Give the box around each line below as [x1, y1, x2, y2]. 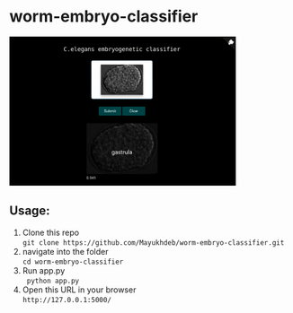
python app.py [26, 276, 80, 285]
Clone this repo [22, 227, 79, 238]
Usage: [9, 204, 51, 219]
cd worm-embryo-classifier [22, 257, 124, 266]
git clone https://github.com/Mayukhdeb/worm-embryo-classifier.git [22, 238, 285, 248]
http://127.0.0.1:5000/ [22, 295, 112, 304]
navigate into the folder [22, 246, 109, 256]
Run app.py [22, 265, 66, 275]
